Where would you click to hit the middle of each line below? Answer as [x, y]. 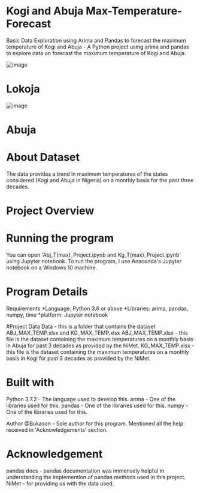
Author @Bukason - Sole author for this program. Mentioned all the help [95, 423]
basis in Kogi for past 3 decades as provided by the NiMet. [78, 359]
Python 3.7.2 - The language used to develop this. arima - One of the [91, 399]
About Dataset [43, 157]
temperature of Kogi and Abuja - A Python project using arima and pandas [98, 47]
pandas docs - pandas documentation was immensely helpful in [85, 471]
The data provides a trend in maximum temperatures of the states [87, 174]
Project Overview [50, 211]
